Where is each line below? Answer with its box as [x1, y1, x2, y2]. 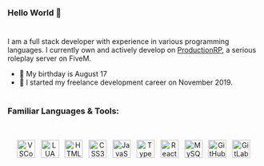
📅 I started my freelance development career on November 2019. [18, 77, 234, 87]
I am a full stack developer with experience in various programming [7, 37, 230, 46]
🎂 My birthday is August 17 [18, 69, 107, 79]
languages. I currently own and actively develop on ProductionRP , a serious [7, 45, 257, 55]
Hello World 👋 [7, 7, 62, 18]
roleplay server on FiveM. [7, 53, 92, 63]
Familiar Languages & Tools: [7, 105, 119, 117]
